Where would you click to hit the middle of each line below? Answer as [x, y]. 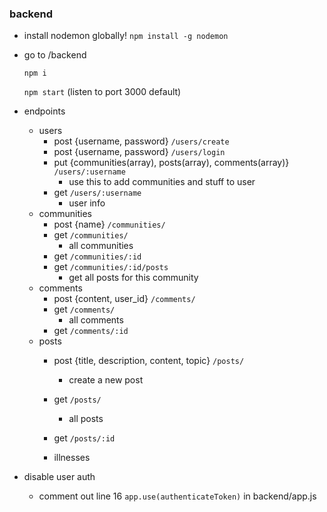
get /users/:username [97, 193]
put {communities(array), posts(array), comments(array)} [171, 163]
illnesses [72, 458]
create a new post [106, 380]
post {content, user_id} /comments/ [124, 299]
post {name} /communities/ [109, 224]
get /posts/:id [84, 438]
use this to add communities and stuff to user [162, 182]
